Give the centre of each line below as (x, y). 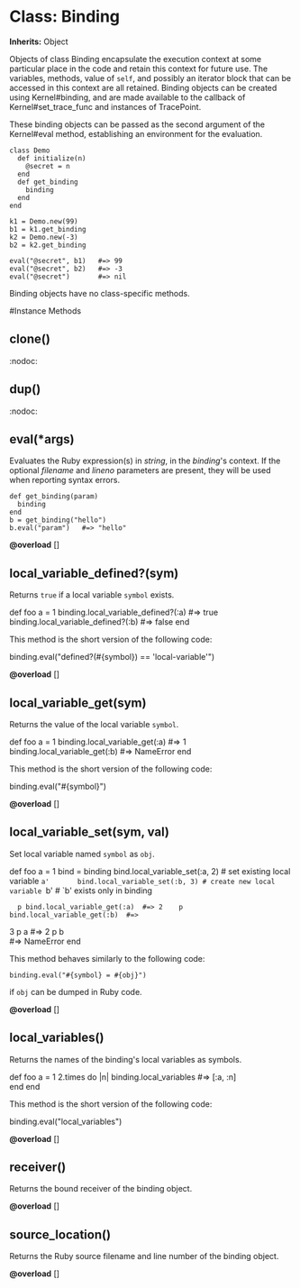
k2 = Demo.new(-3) (44, 237)
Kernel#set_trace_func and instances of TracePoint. (105, 106)
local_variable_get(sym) (78, 703)
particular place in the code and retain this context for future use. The (139, 69)
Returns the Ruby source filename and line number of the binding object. (144, 1256)
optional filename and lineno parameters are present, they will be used (141, 470)
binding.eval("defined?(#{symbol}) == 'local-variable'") (112, 657)
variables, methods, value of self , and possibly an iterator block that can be (150, 78)
